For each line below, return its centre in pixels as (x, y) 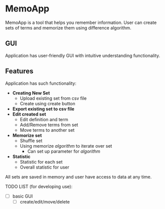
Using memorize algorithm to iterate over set (66, 146)
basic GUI (22, 196)
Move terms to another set (47, 130)
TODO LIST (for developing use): (39, 186)
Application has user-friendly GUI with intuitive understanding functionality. (83, 55)
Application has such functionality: (41, 83)
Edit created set (29, 114)
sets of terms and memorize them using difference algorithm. (68, 27)
